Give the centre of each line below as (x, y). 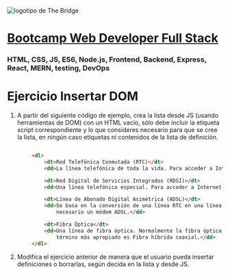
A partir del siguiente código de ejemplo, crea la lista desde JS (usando (118, 116)
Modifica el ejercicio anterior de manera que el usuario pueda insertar (115, 257)
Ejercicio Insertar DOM (73, 96)
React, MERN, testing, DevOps (59, 68)
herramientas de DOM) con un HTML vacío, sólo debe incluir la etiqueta (118, 122)
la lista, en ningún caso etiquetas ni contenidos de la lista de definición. (117, 137)
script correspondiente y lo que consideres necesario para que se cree (117, 130)
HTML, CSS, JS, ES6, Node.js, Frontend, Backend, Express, (107, 60)
